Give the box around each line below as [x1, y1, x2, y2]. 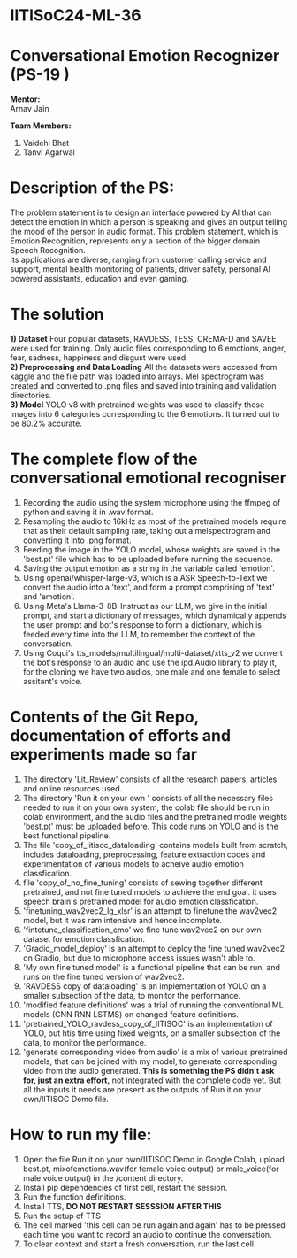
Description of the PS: [10, 178, 175, 198]
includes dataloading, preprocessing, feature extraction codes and [22, 849, 266, 860]
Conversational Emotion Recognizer [10, 46, 280, 66]
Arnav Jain [10, 104, 49, 114]
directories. [10, 390, 52, 400]
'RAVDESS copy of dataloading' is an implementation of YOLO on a [22, 980, 267, 992]
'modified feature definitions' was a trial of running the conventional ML [22, 999, 284, 1010]
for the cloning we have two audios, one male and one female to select [22, 666, 281, 677]
